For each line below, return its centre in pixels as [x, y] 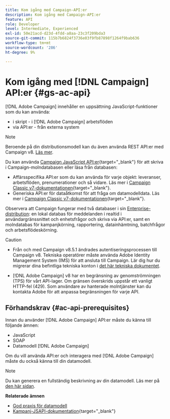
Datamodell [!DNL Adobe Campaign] [51, 346]
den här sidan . [20, 386]
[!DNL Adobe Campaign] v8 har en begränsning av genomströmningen [87, 276]
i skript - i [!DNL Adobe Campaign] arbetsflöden [63, 122]
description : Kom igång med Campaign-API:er [53, 15]
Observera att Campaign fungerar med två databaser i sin [66, 209]
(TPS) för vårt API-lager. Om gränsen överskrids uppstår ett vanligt [82, 281]
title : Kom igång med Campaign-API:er [46, 10]
